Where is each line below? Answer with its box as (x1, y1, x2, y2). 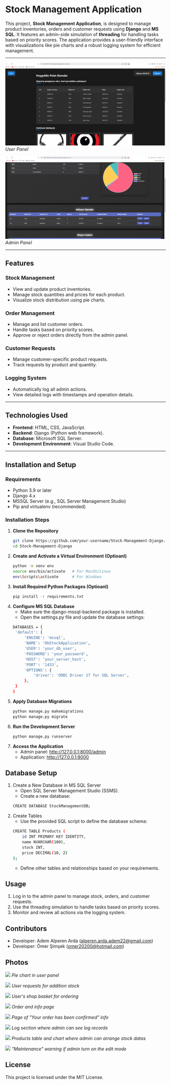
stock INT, (22, 845, 45, 850)
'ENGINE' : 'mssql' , (24, 635, 66, 641)
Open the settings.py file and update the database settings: (20, 614, 145, 620)
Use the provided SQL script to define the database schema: (20, 818, 148, 824)
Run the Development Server (12, 723, 75, 729)
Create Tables (12, 813, 42, 819)
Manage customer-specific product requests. (12, 356, 108, 363)
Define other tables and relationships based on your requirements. (20, 865, 159, 871)
